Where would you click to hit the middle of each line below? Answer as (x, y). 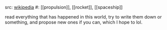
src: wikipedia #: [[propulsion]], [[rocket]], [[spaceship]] (64, 7)
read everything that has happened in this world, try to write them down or (83, 17)
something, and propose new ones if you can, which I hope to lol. (74, 22)
